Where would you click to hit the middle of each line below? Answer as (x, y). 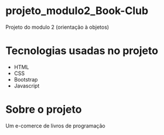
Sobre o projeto (44, 109)
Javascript (27, 86)
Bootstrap (26, 79)
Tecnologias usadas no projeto (82, 51)
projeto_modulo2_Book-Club (77, 11)
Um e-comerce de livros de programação (56, 126)
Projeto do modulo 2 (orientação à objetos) (57, 27)
